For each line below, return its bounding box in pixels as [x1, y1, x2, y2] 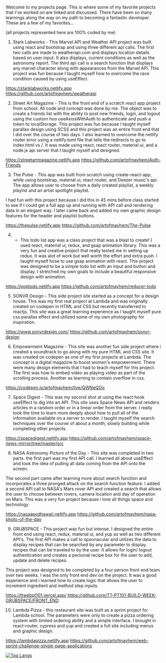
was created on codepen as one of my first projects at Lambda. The [12, 354, 151, 360]
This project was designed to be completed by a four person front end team [5, 567, 160, 573]
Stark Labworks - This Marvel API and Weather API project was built [12, 39, 152, 45]
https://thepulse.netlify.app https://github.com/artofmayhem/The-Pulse [5, 222, 151, 228]
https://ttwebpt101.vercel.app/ [5, 592, 67, 598]
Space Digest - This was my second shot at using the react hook [12, 394, 145, 400]
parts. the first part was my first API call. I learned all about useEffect [12, 455, 153, 461]
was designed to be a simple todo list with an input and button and [20, 264, 156, 269]
